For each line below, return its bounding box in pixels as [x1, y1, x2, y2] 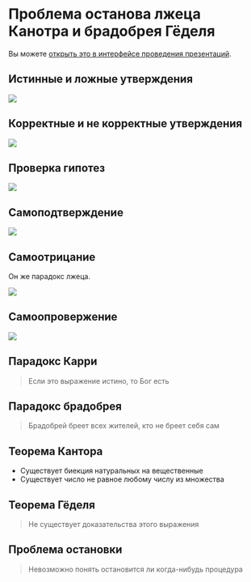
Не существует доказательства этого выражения [27, 520, 199, 529]
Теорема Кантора [8, 444, 103, 458]
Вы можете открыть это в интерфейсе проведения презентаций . [8, 49, 232, 58]
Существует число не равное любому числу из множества [19, 474, 224, 484]
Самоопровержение [8, 310, 118, 324]
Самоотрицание [8, 250, 96, 264]
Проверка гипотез [8, 161, 106, 175]
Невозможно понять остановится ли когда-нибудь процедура [27, 564, 244, 574]
